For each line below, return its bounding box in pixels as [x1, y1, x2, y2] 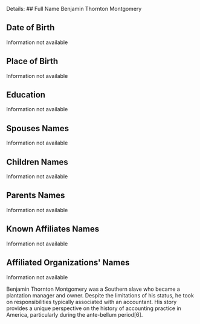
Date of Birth [6, 22, 55, 33]
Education [6, 90, 46, 100]
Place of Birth [6, 56, 59, 66]
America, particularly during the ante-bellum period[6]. [6, 311, 143, 318]
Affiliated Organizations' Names [6, 258, 130, 268]
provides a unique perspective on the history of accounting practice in [6, 305, 181, 312]
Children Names [6, 157, 68, 167]
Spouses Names [6, 123, 69, 134]
